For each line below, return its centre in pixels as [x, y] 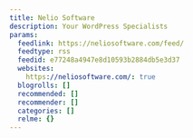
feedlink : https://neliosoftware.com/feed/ [101, 43]
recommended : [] [48, 94]
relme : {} [36, 119]
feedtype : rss [44, 52]
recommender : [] [48, 102]
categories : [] [46, 111]
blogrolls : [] [44, 85]
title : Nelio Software [52, 18]
